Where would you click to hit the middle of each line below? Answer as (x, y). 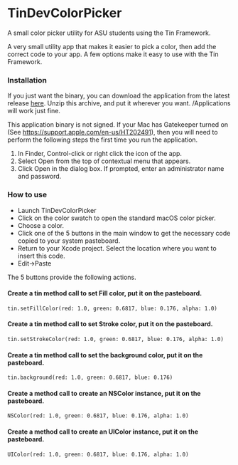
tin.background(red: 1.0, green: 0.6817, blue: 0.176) (90, 378)
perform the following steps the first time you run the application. (103, 140)
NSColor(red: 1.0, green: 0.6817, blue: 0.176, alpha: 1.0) (98, 416)
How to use (27, 195)
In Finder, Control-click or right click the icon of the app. (100, 154)
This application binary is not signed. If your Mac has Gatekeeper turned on (118, 125)
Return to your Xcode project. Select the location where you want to (117, 248)
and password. (39, 177)
